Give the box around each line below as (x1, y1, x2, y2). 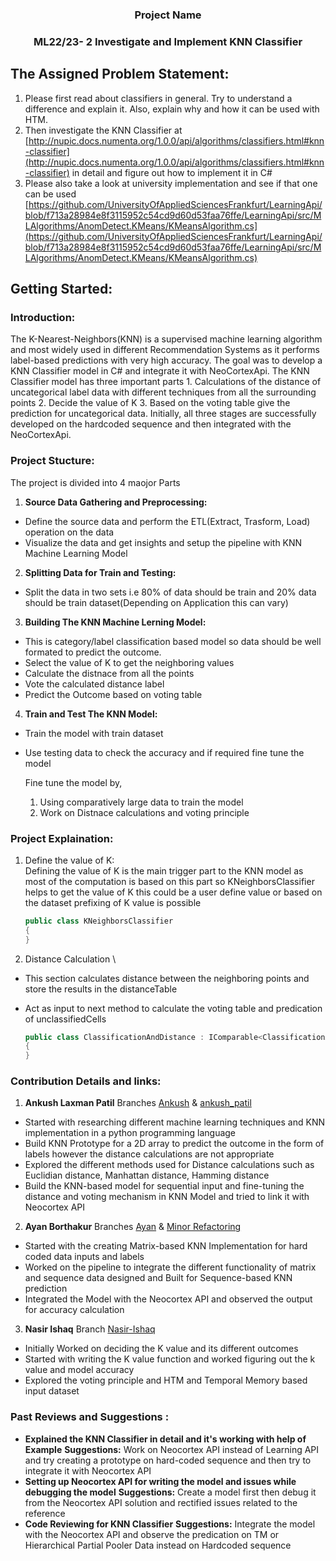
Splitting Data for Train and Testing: (24, 566, 177, 578)
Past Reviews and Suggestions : (10, 1410, 170, 1424)
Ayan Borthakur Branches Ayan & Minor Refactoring (24, 1221, 242, 1233)
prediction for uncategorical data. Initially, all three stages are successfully (10, 408, 317, 420)
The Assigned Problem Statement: (10, 66, 230, 83)
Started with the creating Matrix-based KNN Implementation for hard (24, 1240, 308, 1252)
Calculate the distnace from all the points (24, 667, 195, 679)
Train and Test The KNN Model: (24, 708, 158, 720)
